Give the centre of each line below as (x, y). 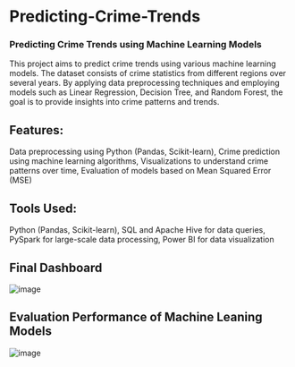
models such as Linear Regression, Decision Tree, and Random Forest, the (146, 92)
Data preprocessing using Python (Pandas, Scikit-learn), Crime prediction (144, 152)
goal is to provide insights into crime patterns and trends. (114, 102)
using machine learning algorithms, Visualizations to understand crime (139, 161)
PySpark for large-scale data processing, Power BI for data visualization (142, 240)
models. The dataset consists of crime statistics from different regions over (148, 73)
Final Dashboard (56, 267)
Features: (37, 130)
